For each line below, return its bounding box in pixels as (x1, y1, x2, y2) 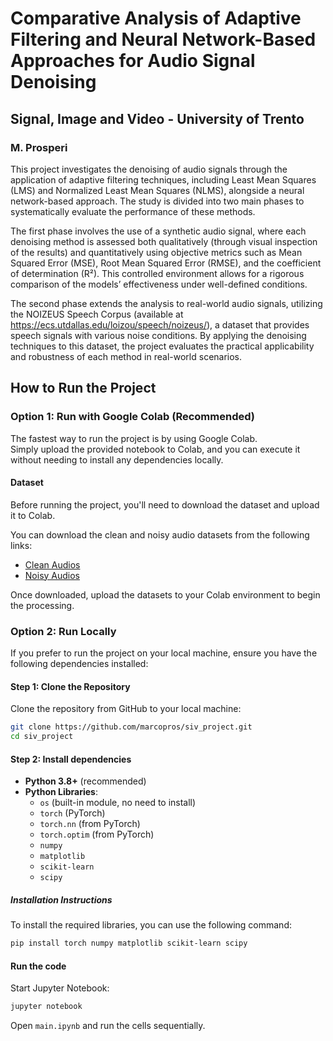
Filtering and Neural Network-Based (10, 28, 317, 51)
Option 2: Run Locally (10, 624, 117, 638)
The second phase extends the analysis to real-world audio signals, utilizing (10, 297, 323, 309)
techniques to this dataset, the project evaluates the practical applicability (10, 340, 315, 352)
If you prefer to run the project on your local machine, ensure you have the (10, 647, 318, 659)
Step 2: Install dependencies (10, 753, 132, 765)
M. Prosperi (10, 140, 68, 154)
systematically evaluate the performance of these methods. (10, 205, 256, 217)
